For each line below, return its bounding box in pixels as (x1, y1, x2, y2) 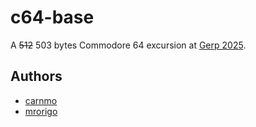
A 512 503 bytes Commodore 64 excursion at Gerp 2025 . (10, 39, 247, 51)
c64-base (10, 6, 95, 29)
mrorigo (24, 105, 58, 117)
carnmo (24, 94, 58, 106)
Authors (10, 68, 63, 85)
